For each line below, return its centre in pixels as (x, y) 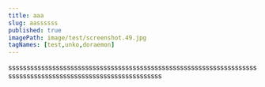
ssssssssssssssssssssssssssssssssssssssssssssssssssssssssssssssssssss (132, 67)
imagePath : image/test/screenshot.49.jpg (78, 38)
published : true (35, 30)
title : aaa (26, 15)
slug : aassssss (33, 23)
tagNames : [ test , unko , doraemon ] (61, 45)
